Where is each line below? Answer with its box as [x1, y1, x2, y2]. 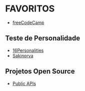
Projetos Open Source [5, 67, 75, 75]
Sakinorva [12, 52, 33, 58]
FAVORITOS [5, 3, 55, 14]
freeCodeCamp [12, 19, 44, 25]
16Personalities [12, 47, 44, 53]
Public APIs [12, 80, 36, 86]
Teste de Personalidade [5, 34, 80, 42]
